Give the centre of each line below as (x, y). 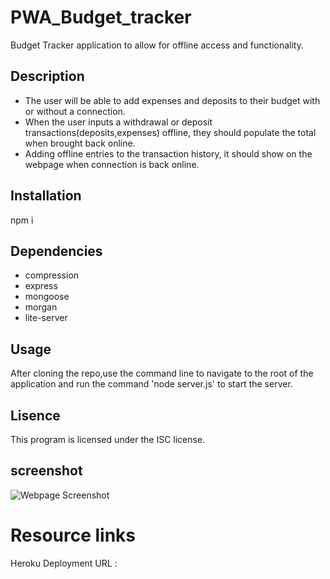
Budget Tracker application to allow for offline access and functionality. (157, 45)
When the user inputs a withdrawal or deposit (118, 122)
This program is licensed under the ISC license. (108, 439)
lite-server (46, 318)
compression (52, 275)
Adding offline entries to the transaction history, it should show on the (168, 153)
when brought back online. (80, 143)
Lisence (35, 415)
